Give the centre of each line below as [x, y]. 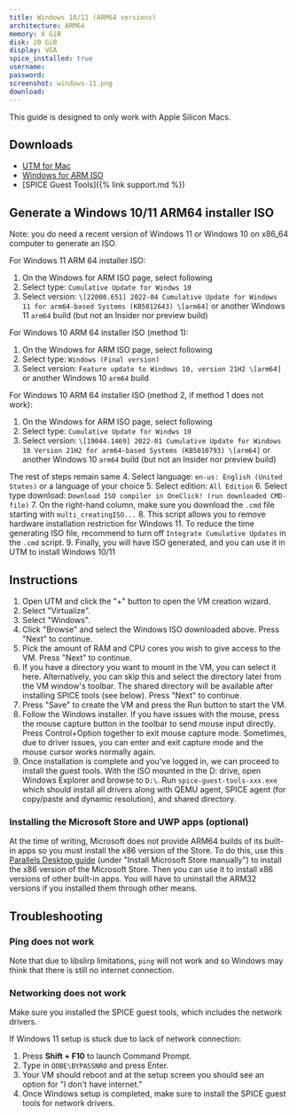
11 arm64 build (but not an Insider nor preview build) [115, 316]
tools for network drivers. [68, 1103]
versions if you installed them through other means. [103, 888]
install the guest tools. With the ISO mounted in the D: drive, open [141, 770]
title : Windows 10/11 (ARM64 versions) [83, 17]
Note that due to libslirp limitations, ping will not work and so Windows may [146, 960]
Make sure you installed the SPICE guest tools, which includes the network [145, 1012]
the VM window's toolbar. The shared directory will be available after [148, 686]
